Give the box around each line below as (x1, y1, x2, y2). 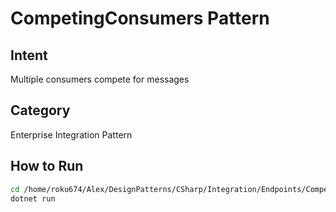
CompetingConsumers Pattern (10, 7, 270, 30)
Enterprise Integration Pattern (10, 128, 133, 141)
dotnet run (10, 193, 56, 204)
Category (10, 102, 71, 119)
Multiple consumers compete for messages (10, 73, 190, 85)
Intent (10, 47, 48, 64)
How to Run (10, 158, 84, 175)
